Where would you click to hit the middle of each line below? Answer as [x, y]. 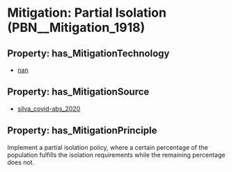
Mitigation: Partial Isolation [87, 13]
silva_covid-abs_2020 [49, 109]
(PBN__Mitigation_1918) [76, 28]
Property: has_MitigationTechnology [88, 53]
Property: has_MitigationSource [78, 92]
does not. [21, 162]
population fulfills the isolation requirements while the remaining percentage [116, 155]
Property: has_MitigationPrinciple [82, 131]
